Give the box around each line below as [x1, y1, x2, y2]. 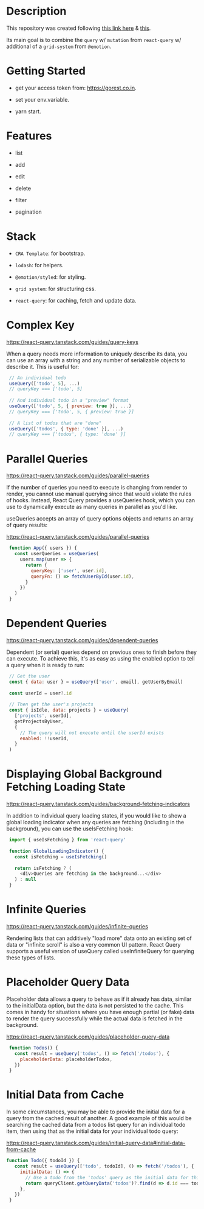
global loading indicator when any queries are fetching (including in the [6, 819, 185, 826]
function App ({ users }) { [8, 545, 78, 552]
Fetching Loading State [6, 780, 126, 794]
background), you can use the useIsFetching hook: [6, 825, 134, 832]
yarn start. [15, 108, 41, 115]
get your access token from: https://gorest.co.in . [15, 84, 137, 91]
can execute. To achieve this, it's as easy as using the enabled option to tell [6, 654, 195, 662]
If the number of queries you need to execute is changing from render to [6, 484, 188, 491]
